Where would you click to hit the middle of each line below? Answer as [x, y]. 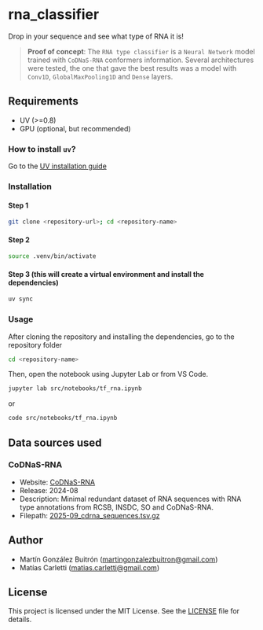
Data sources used [55, 442]
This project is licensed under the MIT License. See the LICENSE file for [124, 611]
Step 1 [18, 205]
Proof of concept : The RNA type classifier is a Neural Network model [141, 51]
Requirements [43, 101]
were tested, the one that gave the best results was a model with [132, 68]
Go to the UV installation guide [58, 166]
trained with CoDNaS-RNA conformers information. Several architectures [141, 60]
